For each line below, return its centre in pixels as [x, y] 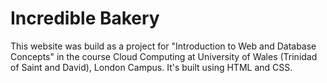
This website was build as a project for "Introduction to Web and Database [163, 46]
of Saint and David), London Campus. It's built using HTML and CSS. [151, 67]
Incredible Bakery [85, 18]
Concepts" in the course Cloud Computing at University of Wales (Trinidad [164, 56]
